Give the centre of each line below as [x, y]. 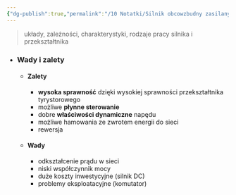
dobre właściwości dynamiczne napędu [97, 114]
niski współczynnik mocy [74, 168]
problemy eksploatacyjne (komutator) [92, 183]
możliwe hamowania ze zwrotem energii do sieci [108, 122]
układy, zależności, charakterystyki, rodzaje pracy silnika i [108, 34]
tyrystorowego [59, 99]
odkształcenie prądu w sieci [79, 161]
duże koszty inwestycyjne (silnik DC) [91, 176]
